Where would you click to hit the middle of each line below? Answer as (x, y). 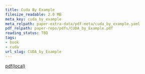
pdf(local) (15, 66)
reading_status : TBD (27, 33)
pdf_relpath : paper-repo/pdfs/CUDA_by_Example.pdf (59, 28)
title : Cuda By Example (30, 10)
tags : (11, 38)
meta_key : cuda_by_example (33, 19)
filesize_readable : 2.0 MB (33, 14)
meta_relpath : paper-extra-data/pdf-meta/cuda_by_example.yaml (73, 24)
